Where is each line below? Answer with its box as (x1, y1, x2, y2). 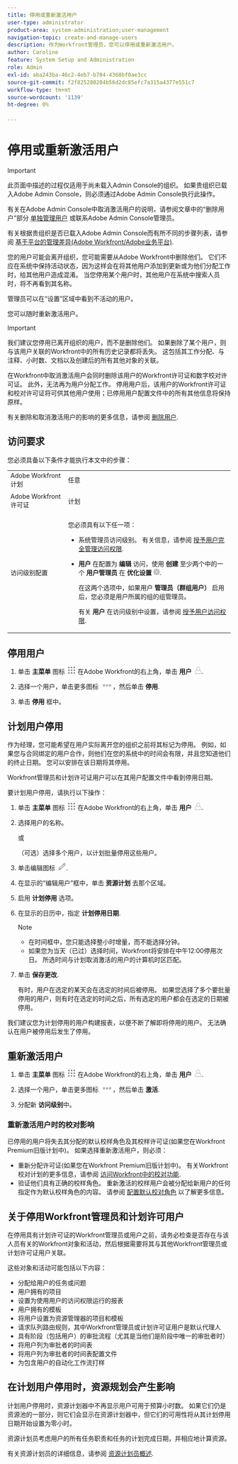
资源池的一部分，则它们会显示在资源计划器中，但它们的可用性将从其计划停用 (7, 1410, 231, 1419)
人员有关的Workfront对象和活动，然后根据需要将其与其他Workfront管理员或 (7, 1240, 228, 1248)
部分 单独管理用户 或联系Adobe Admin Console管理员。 (16, 213, 178, 222)
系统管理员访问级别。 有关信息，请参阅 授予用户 (78, 536, 219, 544)
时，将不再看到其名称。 (7, 279, 76, 287)
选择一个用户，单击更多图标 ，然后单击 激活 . (17, 1085, 160, 1094)
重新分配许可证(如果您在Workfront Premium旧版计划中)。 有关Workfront (17, 1161, 229, 1170)
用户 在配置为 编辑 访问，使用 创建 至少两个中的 (78, 560, 217, 567)
